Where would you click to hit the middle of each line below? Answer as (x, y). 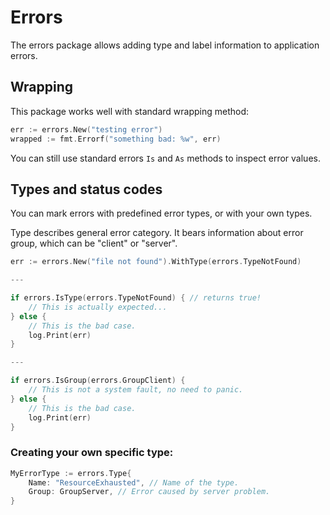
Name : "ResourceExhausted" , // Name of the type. (134, 482)
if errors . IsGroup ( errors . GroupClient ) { (98, 381)
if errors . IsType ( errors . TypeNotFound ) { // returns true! (136, 298)
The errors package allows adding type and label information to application (165, 45)
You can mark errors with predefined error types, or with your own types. (161, 213)
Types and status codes (86, 189)
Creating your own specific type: (92, 453)
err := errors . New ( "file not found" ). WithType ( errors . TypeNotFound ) (156, 262)
